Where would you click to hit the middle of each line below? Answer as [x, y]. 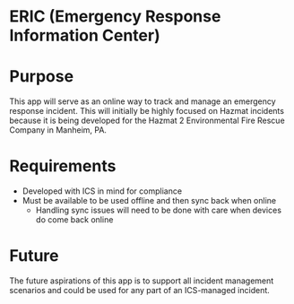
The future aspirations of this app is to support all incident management [142, 281]
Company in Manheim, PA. [58, 130]
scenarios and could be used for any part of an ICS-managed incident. [140, 290]
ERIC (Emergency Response [115, 17]
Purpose [42, 77]
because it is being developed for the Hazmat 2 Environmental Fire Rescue [147, 121]
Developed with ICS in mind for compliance [102, 191]
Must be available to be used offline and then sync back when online [149, 201]
